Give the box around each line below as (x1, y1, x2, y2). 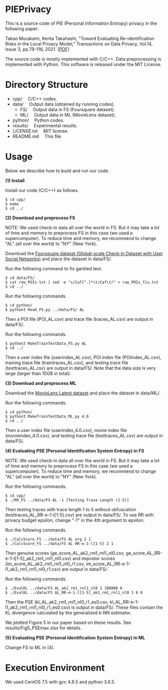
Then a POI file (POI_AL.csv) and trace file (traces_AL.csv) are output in (5, 316, 153, 322)
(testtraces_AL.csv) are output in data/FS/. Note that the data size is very (5, 365, 156, 371)
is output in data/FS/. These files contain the (71, 604, 163, 610)
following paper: (5, 25, 39, 31)
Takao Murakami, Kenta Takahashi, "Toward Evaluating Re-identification (5, 35, 155, 41)
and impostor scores (72, 555, 116, 561)
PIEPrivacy (5, 4, 51, 15)
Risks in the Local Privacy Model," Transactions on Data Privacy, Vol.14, (5, 40, 153, 46)
